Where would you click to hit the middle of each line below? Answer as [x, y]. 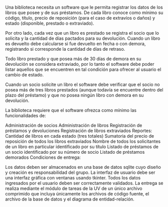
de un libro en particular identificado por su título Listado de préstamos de [82, 147]
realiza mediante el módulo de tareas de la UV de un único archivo [74, 188]
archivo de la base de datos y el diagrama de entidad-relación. [70, 199]
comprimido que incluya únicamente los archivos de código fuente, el [77, 194]
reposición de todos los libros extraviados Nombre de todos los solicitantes [83, 141]
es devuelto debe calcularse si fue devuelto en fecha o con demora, [75, 44]
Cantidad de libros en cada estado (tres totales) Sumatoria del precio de [80, 136]
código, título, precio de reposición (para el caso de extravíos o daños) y [80, 18]
